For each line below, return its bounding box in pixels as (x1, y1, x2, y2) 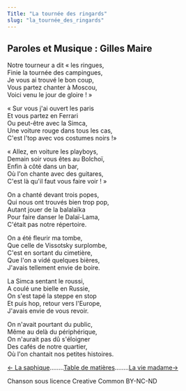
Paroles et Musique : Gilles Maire (7, 43, 153, 54)
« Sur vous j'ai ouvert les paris (7, 104, 95, 112)
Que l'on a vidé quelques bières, (7, 256, 100, 265)
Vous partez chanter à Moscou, (7, 83, 98, 91)
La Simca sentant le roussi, (7, 277, 85, 286)
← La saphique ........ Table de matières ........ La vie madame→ (7, 364, 179, 372)
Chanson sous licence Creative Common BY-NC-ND (7, 377, 158, 385)
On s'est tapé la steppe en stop (7, 292, 98, 300)
